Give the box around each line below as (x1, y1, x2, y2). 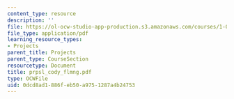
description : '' (7, 17, 54, 24)
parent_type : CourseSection (7, 56, 89, 63)
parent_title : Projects (7, 49, 77, 56)
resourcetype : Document (7, 62, 77, 69)
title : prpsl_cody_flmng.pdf (7, 68, 92, 75)
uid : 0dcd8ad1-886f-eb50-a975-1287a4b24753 (7, 82, 136, 89)
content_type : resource (7, 10, 77, 17)
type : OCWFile (7, 75, 49, 82)
